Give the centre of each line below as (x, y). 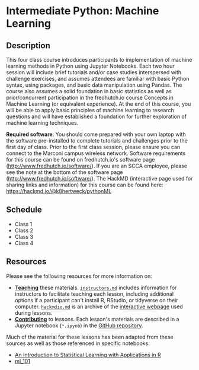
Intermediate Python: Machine (83, 11)
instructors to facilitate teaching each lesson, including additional (94, 294)
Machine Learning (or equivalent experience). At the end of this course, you (99, 104)
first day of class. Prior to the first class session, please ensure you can (93, 147)
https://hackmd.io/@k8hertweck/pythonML (59, 191)
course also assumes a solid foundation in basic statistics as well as (89, 91)
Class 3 (24, 236)
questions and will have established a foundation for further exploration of (97, 116)
